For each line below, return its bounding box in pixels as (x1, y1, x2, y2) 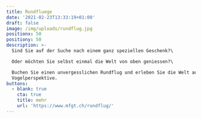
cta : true (17, 92, 42, 98)
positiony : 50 (6, 37, 42, 43)
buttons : (6, 80, 28, 87)
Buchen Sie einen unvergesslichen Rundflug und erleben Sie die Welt (11, 69, 189, 75)
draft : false (6, 20, 39, 26)
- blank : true (11, 86, 47, 92)
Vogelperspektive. (11, 75, 58, 81)
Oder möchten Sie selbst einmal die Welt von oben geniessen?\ (11, 58, 173, 65)
